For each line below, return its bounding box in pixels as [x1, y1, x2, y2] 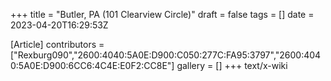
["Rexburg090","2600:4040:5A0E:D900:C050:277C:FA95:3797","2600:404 [10, 49, 322, 61]
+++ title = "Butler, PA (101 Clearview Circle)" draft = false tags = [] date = [10, 9, 315, 20]
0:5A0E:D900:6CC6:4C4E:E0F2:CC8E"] [10, 60, 175, 71]
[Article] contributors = [10, 39, 105, 50]
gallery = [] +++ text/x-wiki [176, 60, 288, 71]
